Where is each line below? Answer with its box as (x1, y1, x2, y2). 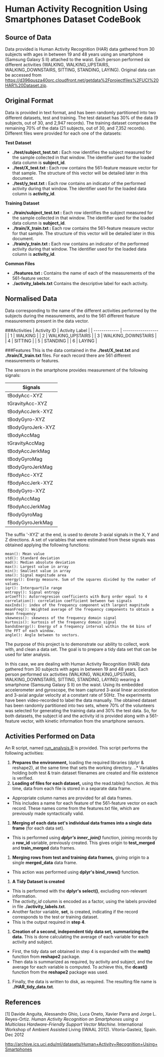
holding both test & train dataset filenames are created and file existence (12, 770, 159, 776)
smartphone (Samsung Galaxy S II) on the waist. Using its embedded (5, 682, 143, 687)
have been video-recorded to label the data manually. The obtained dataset (5, 697, 157, 703)
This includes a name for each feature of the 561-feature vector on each (12, 800, 158, 806)
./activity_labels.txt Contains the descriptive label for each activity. (12, 280, 148, 286)
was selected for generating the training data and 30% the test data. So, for (5, 707, 157, 713)
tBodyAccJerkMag (7, 448, 50, 455)
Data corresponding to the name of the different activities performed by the (5, 308, 157, 313)
